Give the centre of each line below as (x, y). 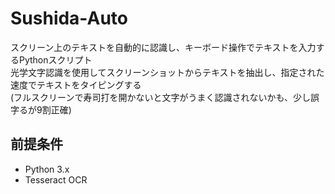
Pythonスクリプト (55, 59)
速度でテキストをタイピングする (76, 84)
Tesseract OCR (56, 179)
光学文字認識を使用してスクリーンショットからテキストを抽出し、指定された (167, 72)
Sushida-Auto (69, 18)
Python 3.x (47, 169)
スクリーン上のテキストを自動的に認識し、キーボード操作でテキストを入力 (163, 47)
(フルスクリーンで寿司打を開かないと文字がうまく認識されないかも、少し (160, 97)
